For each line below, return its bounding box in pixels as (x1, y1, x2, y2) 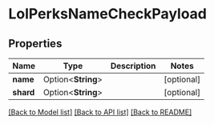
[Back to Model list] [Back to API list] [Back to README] (8, 107, 192, 117)
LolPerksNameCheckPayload (8, 5, 207, 23)
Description (110, 61, 156, 71)
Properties (8, 37, 63, 50)
